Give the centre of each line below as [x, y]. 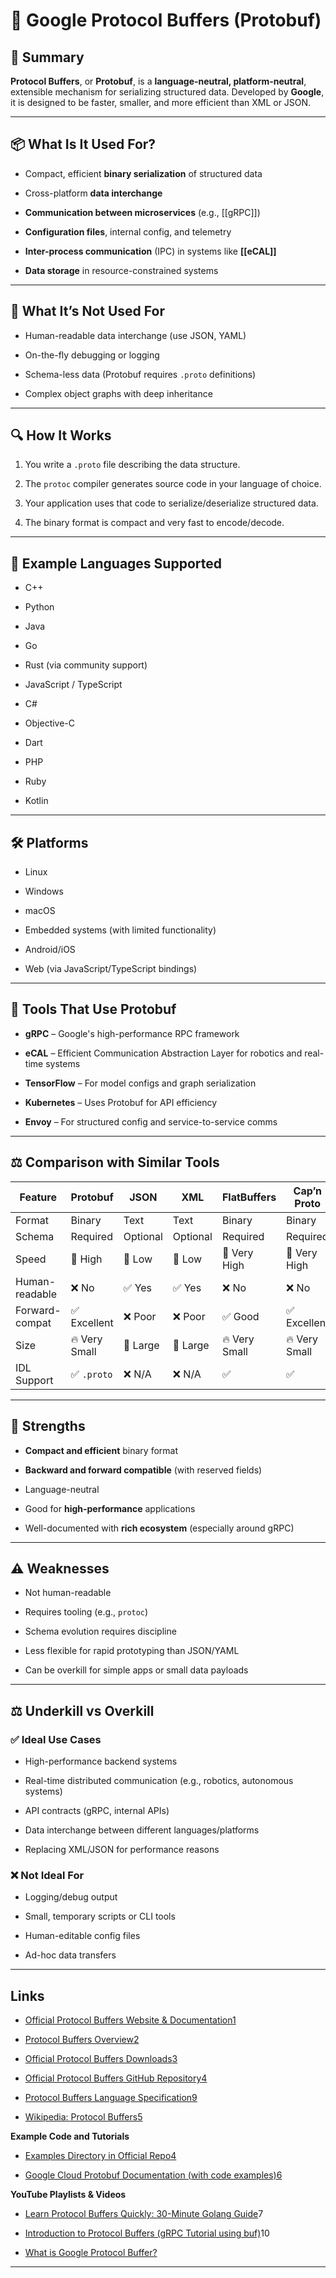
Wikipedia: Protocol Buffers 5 [83, 2117]
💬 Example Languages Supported [116, 563]
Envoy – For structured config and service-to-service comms [151, 1121]
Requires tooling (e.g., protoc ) [86, 1612]
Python [39, 607]
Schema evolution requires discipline [100, 1631]
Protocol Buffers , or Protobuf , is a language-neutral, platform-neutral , [158, 81]
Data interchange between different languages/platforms [142, 1830]
